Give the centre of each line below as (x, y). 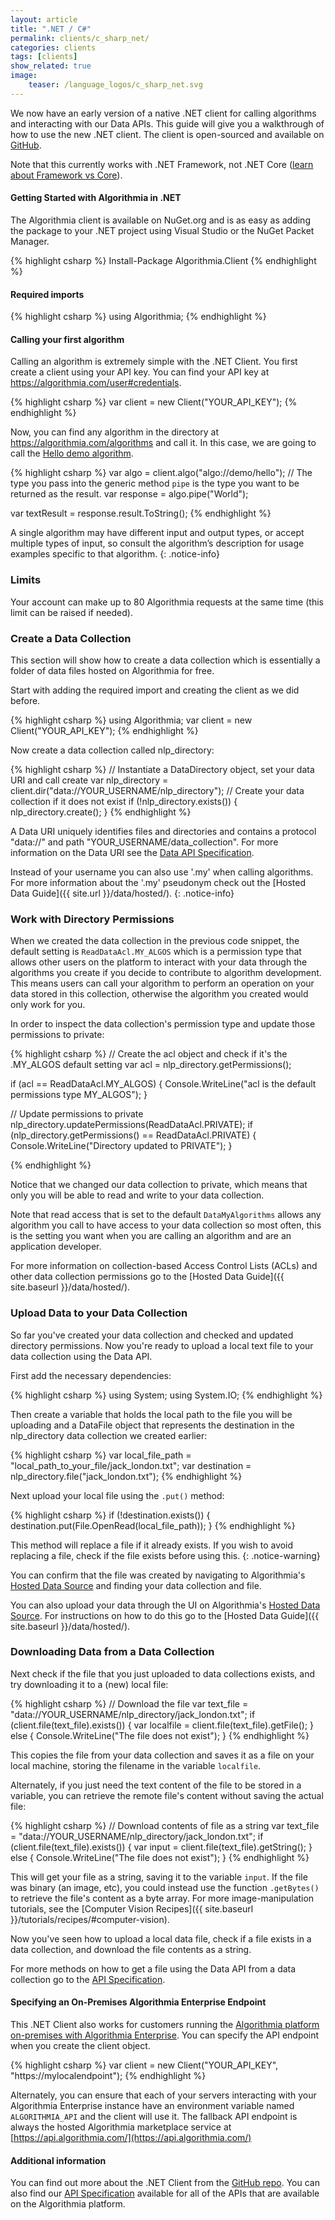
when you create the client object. (80, 2046)
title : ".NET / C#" (51, 29)
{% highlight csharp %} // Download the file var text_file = (129, 1703)
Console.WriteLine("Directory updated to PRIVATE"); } (121, 1146)
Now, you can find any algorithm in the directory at (114, 432)
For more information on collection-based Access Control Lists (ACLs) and (164, 1266)
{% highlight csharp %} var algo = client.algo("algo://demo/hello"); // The (161, 473)
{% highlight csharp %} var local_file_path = (101, 1455)
